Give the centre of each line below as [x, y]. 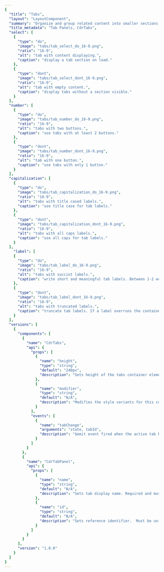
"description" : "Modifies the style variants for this [96, 402]
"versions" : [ [23, 325]
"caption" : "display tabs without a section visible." [75, 92]
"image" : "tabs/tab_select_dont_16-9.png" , [63, 78]
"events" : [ [43, 416]
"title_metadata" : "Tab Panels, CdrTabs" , [53, 28]
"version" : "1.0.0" [37, 548]
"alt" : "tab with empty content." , [54, 87]
